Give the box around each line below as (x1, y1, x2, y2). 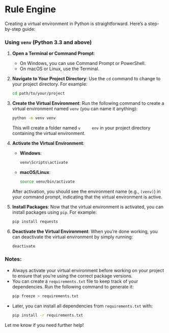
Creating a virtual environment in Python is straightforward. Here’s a (5, 20, 147, 27)
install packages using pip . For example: (12, 209, 97, 215)
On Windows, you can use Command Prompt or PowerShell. (19, 60, 146, 66)
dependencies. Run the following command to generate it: (12, 283, 134, 290)
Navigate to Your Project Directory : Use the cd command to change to (12, 76, 161, 82)
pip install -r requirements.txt (12, 313, 83, 318)
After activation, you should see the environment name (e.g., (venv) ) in (12, 188, 161, 194)
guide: (22, 26, 36, 32)
